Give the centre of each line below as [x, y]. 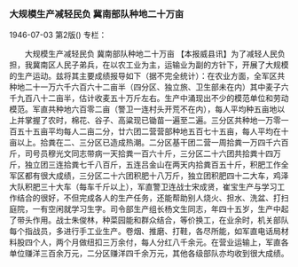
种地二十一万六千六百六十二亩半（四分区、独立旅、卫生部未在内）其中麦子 [145, 87]
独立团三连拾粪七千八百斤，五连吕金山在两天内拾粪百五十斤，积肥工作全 [157, 165]
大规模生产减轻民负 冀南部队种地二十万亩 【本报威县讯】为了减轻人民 [151, 54]
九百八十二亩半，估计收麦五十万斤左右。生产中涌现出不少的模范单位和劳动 [153, 98]
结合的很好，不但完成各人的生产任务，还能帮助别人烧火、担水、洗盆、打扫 [153, 198]
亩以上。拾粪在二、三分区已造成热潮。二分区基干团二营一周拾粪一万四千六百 [149, 143]
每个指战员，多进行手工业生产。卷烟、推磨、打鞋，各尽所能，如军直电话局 [145, 232]
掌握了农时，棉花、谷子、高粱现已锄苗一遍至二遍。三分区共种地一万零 [153, 121]
